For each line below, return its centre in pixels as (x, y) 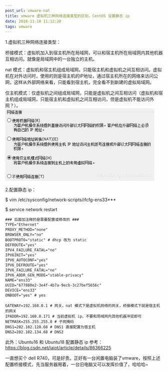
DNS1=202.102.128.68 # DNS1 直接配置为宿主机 (50, 327)
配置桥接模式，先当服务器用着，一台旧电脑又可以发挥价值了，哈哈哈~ (77, 364)
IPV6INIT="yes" (21, 255)
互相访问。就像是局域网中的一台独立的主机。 (51, 59)
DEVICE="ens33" (21, 291)
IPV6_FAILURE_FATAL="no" (31, 270)
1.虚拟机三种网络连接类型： (33, 42)
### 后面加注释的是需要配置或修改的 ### (42, 220)
